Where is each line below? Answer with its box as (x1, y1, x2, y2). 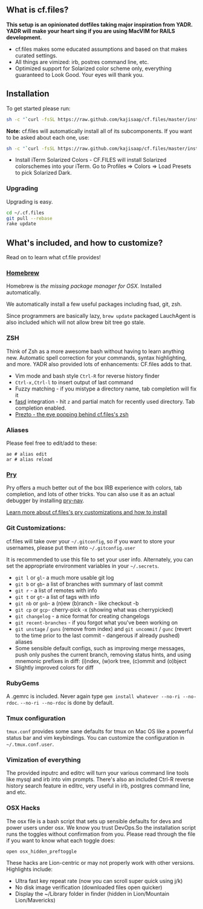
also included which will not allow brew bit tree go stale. (6, 319, 146, 326)
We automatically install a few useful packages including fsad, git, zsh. (6, 300, 182, 308)
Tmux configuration (6, 714, 66, 722)
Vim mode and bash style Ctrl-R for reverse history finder (14, 372, 160, 380)
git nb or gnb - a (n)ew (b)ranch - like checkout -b (14, 600, 139, 607)
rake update (6, 221, 36, 227)
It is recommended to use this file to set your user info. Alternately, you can (6, 555, 193, 563)
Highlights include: (6, 865, 53, 873)
